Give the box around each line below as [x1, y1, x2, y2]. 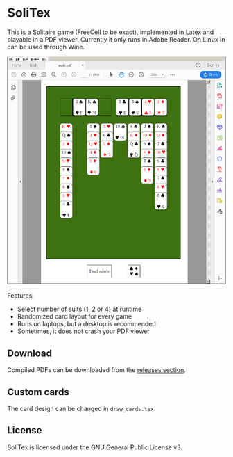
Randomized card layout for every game [17, 312, 132, 321]
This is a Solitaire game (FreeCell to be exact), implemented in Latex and [7, 28, 214, 36]
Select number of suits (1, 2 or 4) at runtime [17, 305, 142, 314]
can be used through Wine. [7, 42, 85, 51]
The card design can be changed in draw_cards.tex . [7, 405, 156, 413]
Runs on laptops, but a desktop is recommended [17, 320, 156, 328]
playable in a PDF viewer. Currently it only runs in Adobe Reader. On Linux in [7, 35, 225, 43]
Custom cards [7, 386, 69, 398]
